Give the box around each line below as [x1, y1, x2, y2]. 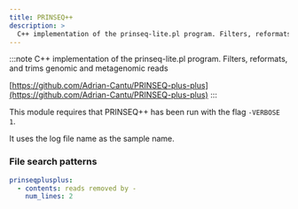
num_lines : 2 [25, 192, 74, 201]
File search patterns [9, 156, 98, 168]
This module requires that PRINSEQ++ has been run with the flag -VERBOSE [9, 107, 281, 118]
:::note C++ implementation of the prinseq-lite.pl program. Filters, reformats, [9, 54, 288, 65]
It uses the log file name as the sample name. [9, 134, 175, 144]
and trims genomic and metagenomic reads [9, 63, 169, 74]
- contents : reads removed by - [17, 183, 137, 193]
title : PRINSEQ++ [9, 12, 74, 22]
